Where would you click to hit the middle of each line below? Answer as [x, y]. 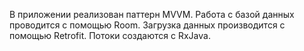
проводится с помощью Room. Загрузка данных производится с [147, 25]
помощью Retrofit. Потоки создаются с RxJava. [110, 35]
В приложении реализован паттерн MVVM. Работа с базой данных [152, 14]
